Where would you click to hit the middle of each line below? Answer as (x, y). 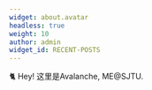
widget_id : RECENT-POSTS (55, 50)
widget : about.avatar (49, 17)
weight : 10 (29, 34)
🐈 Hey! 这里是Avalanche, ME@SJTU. (76, 77)
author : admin (35, 42)
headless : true (37, 26)
